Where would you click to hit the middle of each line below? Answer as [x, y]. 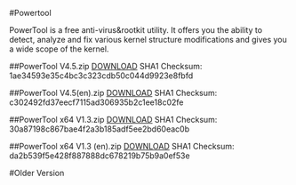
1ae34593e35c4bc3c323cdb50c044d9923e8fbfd [101, 76]
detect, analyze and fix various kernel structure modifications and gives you [148, 40]
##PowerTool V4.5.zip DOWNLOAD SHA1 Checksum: [106, 66]
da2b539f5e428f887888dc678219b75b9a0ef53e [100, 156]
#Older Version [37, 173]
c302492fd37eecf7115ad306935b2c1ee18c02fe [96, 102]
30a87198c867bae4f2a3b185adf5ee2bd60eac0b [99, 129]
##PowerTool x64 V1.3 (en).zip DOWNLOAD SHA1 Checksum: [122, 146]
